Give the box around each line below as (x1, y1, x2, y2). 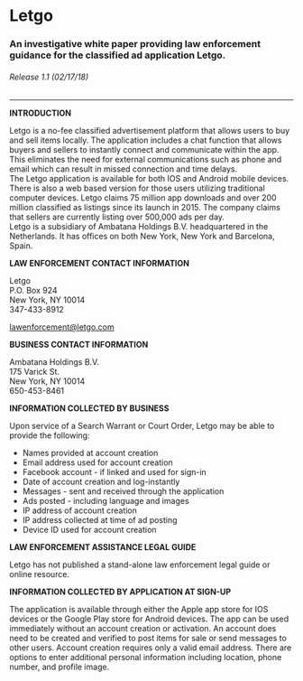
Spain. (9, 240, 33, 251)
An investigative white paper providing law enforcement (9, 38, 262, 51)
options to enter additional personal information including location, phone (9, 652, 282, 663)
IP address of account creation (22, 505, 138, 516)
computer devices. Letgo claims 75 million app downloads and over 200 (9, 192, 277, 203)
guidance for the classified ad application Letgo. (9, 49, 226, 61)
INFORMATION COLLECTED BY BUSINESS (9, 403, 170, 414)
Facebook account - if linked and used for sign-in (22, 467, 207, 478)
